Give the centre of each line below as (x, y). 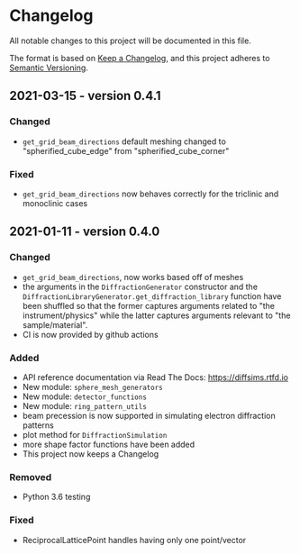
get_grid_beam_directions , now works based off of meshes (133, 277)
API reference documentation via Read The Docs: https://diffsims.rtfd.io (155, 377)
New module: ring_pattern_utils (84, 405)
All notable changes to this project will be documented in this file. (131, 41)
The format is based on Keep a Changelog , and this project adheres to (140, 58)
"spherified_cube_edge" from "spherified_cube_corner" (126, 150)
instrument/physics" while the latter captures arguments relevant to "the (156, 315)
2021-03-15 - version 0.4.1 (85, 96)
